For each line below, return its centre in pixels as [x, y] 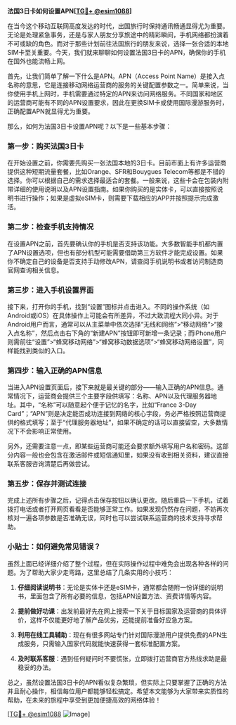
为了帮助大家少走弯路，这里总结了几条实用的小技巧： [96, 572]
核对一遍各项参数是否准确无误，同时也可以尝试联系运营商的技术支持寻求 [112, 518]
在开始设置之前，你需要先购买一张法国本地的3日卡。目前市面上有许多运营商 [117, 163]
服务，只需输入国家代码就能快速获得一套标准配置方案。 [104, 643]
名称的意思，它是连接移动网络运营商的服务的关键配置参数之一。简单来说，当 [118, 85]
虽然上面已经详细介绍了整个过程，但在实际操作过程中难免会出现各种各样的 [115, 563]
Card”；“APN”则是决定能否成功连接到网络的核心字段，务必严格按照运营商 [113, 414]
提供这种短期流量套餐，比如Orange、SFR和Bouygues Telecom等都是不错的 [116, 172]
